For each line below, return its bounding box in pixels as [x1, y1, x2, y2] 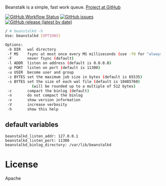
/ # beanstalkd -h [5, 29, 43, 34]
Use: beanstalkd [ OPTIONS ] [5, 33, 61, 38]
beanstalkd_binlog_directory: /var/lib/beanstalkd [5, 142, 112, 147]
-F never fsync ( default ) [7, 56, 74, 61]
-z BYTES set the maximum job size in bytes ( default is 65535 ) [7, 74, 142, 79]
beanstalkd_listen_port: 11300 [5, 138, 70, 143]
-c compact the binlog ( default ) [7, 88, 90, 93]
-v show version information [7, 98, 81, 103]
